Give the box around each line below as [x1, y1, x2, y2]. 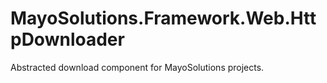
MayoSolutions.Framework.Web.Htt [10, 7, 317, 30]
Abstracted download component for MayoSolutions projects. [10, 61, 265, 73]
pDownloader [10, 28, 125, 51]
